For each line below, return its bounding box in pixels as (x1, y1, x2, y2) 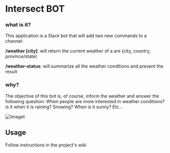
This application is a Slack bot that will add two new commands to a (5, 33, 147, 39)
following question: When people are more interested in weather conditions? (5, 98, 165, 104)
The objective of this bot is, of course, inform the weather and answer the (5, 93, 159, 99)
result (5, 69, 18, 75)
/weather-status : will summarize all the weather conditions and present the (5, 63, 164, 69)
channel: (5, 38, 24, 44)
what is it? (5, 21, 31, 28)
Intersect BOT (5, 3, 65, 15)
